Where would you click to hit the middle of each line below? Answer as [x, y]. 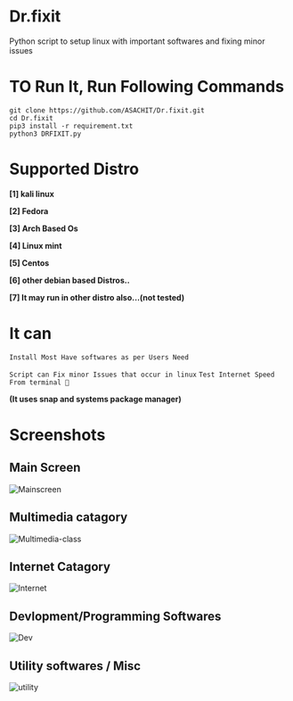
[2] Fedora [29, 210]
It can [30, 334]
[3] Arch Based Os [44, 228]
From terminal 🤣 [39, 382]
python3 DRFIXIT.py [45, 134]
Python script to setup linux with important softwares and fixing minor [137, 41]
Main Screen [45, 468]
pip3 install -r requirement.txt [71, 126]
